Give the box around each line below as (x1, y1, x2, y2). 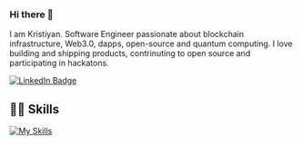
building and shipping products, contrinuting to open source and (9, 48, 251, 59)
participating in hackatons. (9, 58, 109, 69)
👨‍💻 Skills (9, 101, 60, 117)
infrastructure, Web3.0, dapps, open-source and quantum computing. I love (9, 38, 293, 49)
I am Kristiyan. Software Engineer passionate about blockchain (9, 29, 244, 40)
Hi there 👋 (9, 8, 55, 21)
